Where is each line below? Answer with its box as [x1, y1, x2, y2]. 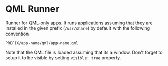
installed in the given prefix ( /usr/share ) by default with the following [5, 25, 150, 31]
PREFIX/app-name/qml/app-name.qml [5, 40, 79, 46]
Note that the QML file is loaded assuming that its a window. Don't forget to [5, 49, 163, 55]
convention [5, 30, 29, 37]
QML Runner [5, 3, 60, 15]
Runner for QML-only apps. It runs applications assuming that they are [5, 20, 153, 26]
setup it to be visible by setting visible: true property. [5, 54, 121, 61]
